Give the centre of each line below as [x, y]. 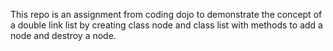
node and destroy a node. [63, 35]
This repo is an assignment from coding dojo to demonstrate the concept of [166, 14]
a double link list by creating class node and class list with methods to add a [166, 25]
